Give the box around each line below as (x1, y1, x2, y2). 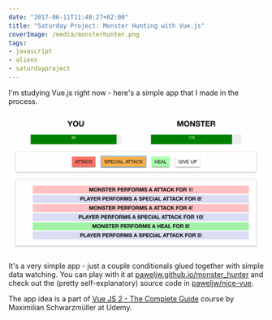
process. (8, 96, 38, 106)
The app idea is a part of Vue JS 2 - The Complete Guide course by (8, 293, 235, 304)
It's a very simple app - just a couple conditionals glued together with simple (8, 261, 264, 270)
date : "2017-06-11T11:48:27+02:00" (8, 13, 129, 21)
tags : (8, 39, 27, 47)
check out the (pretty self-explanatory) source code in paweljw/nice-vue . (8, 278, 254, 288)
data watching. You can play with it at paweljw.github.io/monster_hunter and (8, 269, 264, 279)
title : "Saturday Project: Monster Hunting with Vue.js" (8, 21, 205, 30)
